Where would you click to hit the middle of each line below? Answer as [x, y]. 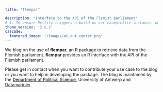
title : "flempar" [23, 9]
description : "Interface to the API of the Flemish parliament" [71, 18]
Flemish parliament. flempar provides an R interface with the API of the [76, 55]
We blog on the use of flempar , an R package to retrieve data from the [75, 50]
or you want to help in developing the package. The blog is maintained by [78, 74]
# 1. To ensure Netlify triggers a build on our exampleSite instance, [79, 23]
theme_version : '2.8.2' [29, 27]
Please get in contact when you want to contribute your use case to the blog [81, 69]
